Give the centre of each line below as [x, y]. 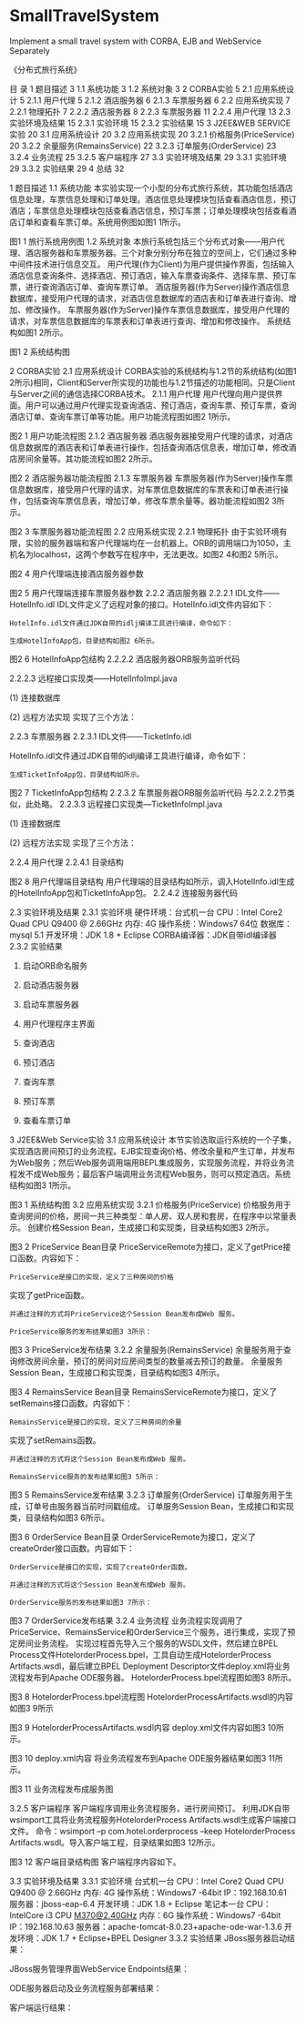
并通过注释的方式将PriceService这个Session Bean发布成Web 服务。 [124, 1314]
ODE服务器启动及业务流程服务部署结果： [86, 1988]
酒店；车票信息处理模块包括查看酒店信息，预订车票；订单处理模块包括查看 [149, 210]
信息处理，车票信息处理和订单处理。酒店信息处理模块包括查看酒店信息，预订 [153, 199]
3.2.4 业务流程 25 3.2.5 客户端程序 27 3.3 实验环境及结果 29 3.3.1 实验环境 [148, 157]
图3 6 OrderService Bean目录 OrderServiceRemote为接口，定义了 [133, 1537]
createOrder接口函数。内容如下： [72, 1548]
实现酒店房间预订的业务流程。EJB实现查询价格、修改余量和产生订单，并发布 [153, 1151]
